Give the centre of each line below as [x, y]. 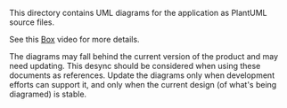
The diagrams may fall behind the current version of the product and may [144, 56]
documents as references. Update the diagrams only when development [142, 75]
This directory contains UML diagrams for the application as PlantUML [138, 13]
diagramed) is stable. [48, 94]
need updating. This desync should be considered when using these [135, 66]
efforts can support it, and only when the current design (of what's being [143, 85]
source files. [32, 22]
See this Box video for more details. [74, 39]
